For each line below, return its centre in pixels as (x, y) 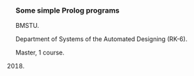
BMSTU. (27, 26)
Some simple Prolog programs (67, 10)
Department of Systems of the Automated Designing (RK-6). (102, 39)
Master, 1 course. (40, 53)
